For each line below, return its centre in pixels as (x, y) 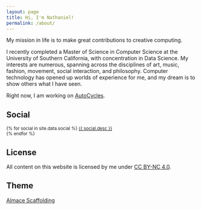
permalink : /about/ (31, 23)
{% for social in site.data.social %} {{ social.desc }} (59, 129)
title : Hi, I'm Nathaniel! (40, 17)
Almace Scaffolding (31, 200)
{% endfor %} (21, 134)
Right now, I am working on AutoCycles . (56, 96)
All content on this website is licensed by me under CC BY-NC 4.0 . (89, 167)
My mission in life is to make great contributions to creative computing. (94, 40)
